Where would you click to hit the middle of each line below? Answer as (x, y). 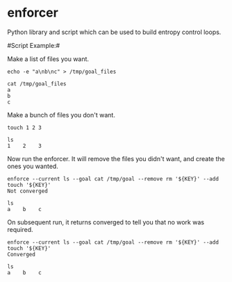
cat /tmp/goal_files (37, 84)
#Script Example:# (34, 45)
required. (20, 229)
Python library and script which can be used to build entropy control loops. (114, 32)
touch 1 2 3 (24, 127)
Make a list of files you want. (48, 59)
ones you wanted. (33, 166)
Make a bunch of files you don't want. (61, 115)
